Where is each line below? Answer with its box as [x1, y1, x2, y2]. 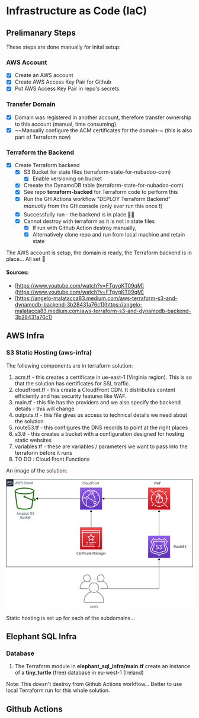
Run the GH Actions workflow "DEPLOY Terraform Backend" [23, 195, 171, 202]
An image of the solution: [6, 467, 68, 474]
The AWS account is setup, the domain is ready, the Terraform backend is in [6, 249, 192, 256]
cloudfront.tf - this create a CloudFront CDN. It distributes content [14, 386, 176, 393]
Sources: [6, 269, 29, 276]
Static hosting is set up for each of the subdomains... [6, 614, 135, 621]
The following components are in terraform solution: [6, 362, 133, 369]
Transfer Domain [6, 100, 56, 109]
